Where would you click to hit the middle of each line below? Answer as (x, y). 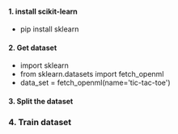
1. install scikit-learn (43, 11)
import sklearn (44, 65)
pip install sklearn (49, 29)
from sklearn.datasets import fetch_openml (92, 74)
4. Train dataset (40, 122)
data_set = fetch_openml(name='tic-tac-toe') (95, 83)
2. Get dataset (33, 48)
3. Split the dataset (41, 101)
